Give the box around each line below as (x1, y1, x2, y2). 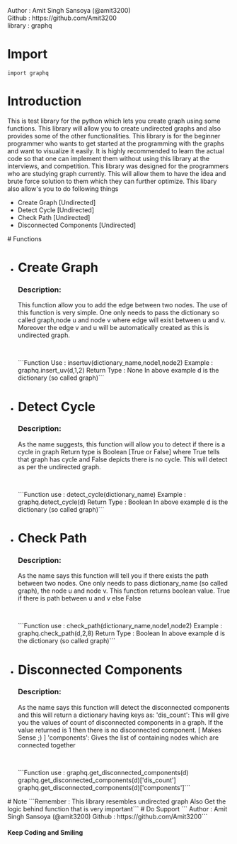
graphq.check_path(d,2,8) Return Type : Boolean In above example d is (17, 629, 225, 637)
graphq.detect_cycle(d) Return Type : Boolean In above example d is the (17, 498, 229, 506)
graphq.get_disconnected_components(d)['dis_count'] (17, 776, 177, 784)
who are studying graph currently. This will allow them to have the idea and (7, 169, 226, 177)
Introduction (7, 93, 82, 109)
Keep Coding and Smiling (7, 828, 83, 837)
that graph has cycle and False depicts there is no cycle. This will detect (17, 455, 228, 464)
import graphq (7, 70, 50, 77)
